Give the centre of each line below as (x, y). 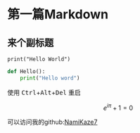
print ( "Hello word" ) (50, 78)
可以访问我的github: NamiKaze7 (52, 122)
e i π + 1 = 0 (118, 107)
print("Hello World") (39, 59)
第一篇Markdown (58, 14)
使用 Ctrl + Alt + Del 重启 (44, 92)
